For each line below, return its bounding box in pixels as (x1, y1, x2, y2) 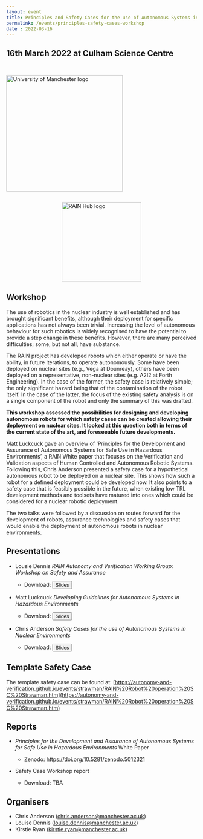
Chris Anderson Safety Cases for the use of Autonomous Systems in (14, 625, 186, 632)
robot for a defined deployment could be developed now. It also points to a (6, 478, 192, 486)
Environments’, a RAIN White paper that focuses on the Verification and (6, 452, 184, 460)
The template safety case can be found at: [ (6, 678, 115, 685)
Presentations (6, 546, 60, 557)
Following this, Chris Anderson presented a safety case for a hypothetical (6, 465, 189, 472)
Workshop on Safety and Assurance (14, 569, 106, 576)
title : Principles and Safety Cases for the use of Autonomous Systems (6, 15, 190, 21)
